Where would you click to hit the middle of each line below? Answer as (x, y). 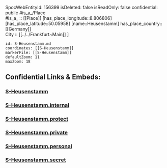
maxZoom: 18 (18, 62)
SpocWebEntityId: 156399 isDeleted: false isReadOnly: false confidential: (81, 7)
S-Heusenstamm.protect (37, 119)
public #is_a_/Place (25, 13)
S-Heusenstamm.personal (39, 146)
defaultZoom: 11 (22, 57)
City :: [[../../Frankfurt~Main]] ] (37, 34)
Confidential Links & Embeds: (53, 77)
